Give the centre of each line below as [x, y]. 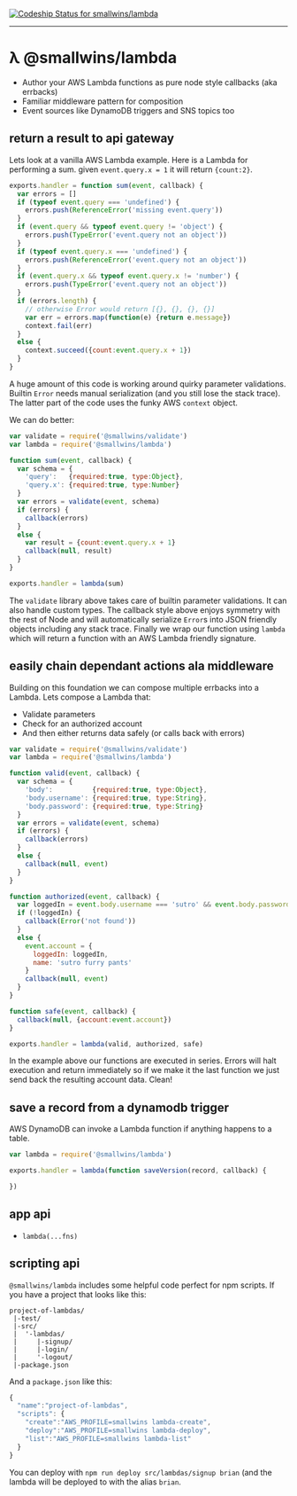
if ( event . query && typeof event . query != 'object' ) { [120, 227]
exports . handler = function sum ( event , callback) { [106, 185]
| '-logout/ [43, 1357]
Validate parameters [58, 714]
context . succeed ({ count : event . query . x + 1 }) [108, 350]
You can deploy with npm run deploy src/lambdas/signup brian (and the [141, 1472]
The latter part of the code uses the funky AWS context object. [124, 403]
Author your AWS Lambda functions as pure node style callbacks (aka [149, 82]
